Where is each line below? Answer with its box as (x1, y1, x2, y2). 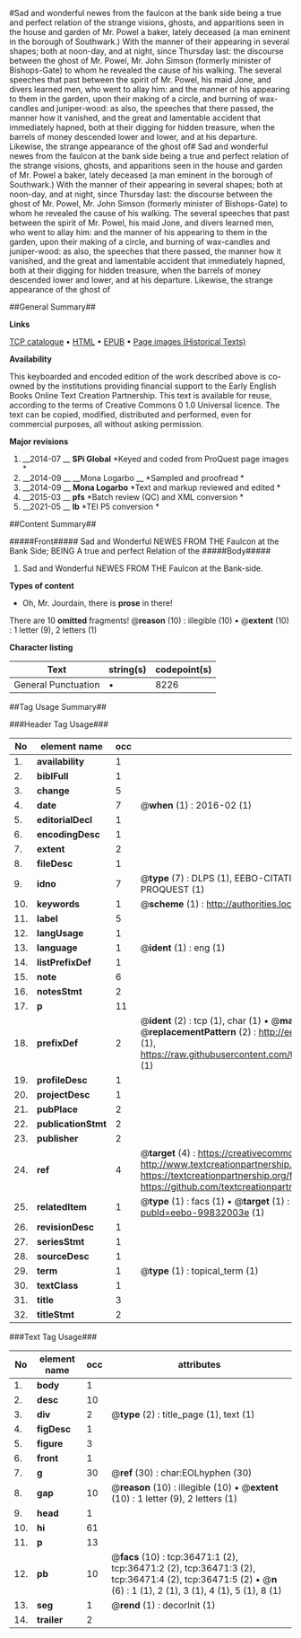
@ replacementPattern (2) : (140, 1026, 257, 1038)
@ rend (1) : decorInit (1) (111, 1599, 216, 1611)
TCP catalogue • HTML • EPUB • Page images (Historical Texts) (9, 337, 246, 346)
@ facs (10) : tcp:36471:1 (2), (111, 1551, 239, 1563)
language (37, 942, 78, 954)
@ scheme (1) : (140, 898, 204, 910)
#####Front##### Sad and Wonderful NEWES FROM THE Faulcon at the (9, 536, 279, 547)
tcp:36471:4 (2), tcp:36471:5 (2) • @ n (111, 1573, 278, 1585)
